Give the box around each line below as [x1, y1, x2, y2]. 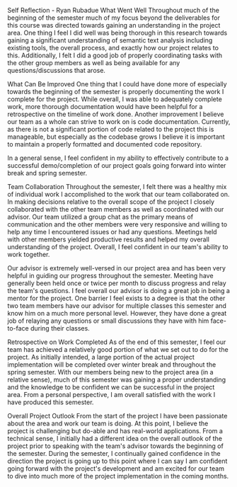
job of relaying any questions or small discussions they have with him [7, 316, 209, 325]
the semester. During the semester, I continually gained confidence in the [7, 449, 221, 457]
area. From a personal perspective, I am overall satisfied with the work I [7, 391, 216, 399]
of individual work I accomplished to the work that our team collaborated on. [7, 190, 230, 198]
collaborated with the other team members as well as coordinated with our [7, 205, 224, 213]
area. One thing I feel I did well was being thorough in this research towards [7, 28, 228, 37]
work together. [7, 251, 50, 258]
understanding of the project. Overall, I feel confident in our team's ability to [7, 243, 229, 251]
